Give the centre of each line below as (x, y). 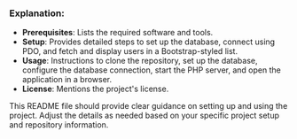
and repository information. (59, 125)
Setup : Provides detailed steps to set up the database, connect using (148, 42)
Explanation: (37, 13)
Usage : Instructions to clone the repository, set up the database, (140, 61)
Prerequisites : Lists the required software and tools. (117, 33)
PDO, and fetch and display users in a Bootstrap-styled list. (129, 51)
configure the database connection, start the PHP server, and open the (151, 70)
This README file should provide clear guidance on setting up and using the (148, 106)
